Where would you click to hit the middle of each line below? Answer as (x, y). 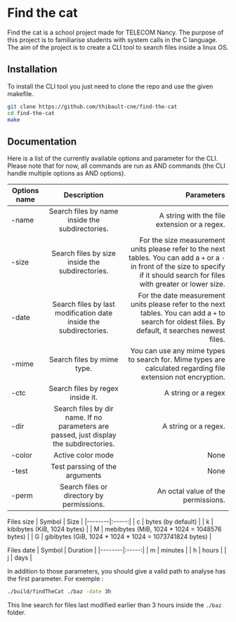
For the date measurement (182, 296)
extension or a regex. (190, 225)
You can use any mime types (178, 351)
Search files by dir (84, 409)
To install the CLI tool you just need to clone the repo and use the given (110, 86)
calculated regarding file (185, 369)
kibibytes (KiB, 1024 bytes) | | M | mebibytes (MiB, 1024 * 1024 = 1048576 (114, 529)
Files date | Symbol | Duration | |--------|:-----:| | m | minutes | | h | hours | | (117, 550)
